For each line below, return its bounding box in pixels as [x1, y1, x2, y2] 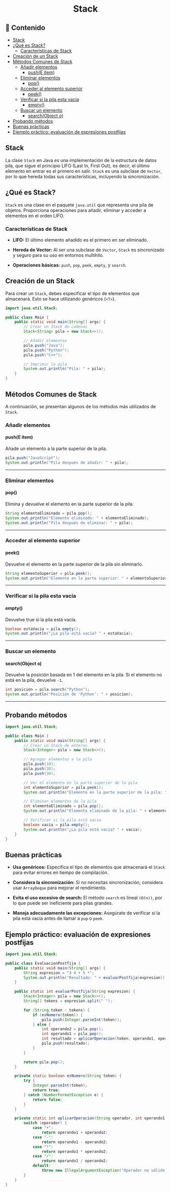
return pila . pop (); [23, 1059, 65, 1065]
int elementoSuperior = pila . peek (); [23, 785, 103, 790]
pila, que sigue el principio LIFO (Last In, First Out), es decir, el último [5, 163, 150, 169]
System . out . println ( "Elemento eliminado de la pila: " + [23, 808, 147, 813]
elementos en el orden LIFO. [5, 213, 65, 219]
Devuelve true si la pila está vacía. [5, 616, 77, 622]
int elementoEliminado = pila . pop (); [23, 804, 103, 809]
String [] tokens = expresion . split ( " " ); [23, 998, 113, 1004]
